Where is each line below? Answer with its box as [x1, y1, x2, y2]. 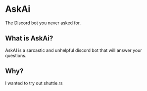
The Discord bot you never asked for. [5, 20, 81, 26]
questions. [5, 52, 27, 58]
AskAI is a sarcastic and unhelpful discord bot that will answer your [5, 47, 142, 53]
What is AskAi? [5, 34, 53, 43]
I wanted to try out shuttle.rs [5, 80, 63, 86]
